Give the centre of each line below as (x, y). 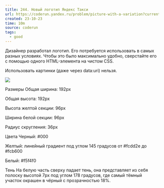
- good (16, 37)
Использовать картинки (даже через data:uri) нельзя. (61, 70)
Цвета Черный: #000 (27, 136)
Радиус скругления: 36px (31, 127)
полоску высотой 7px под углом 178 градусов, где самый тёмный (74, 175)
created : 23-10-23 (24, 19)
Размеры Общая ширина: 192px (38, 89)
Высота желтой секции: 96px (35, 108)
